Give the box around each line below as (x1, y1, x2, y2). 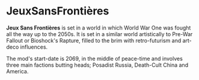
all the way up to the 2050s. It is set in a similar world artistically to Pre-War (6, 30, 193, 37)
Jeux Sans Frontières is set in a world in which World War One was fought (6, 24, 191, 31)
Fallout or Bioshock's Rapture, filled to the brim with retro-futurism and (6, 37, 182, 44)
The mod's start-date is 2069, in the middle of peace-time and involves (6, 55, 183, 62)
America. (6, 67, 29, 75)
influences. (20, 43, 48, 51)
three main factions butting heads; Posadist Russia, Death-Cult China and (6, 61, 188, 69)
